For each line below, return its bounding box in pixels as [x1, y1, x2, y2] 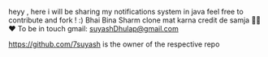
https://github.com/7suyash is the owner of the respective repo [8, 39, 220, 49]
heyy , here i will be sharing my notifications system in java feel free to [8, 7, 244, 16]
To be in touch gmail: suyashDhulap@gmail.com [17, 24, 179, 33]
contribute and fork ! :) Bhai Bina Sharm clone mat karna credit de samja [8, 15, 250, 25]
